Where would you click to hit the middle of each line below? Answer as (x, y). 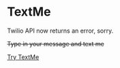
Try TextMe (23, 57)
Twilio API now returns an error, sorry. (60, 31)
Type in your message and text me (56, 44)
